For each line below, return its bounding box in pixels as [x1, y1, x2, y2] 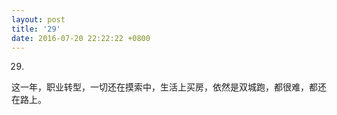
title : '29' [11, 24, 61, 34]
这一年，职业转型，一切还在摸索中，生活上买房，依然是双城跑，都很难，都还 [11, 81, 327, 93]
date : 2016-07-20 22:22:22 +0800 [11, 33, 151, 43]
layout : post [11, 14, 66, 25]
